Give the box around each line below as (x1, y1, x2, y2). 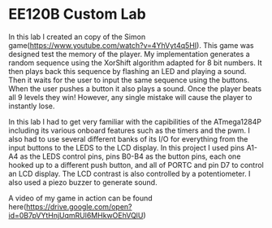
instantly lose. (8, 101, 55, 111)
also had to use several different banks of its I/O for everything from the (8, 134, 248, 143)
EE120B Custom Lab (8, 5, 146, 24)
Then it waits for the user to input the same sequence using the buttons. (8, 75, 250, 85)
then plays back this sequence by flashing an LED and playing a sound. (8, 66, 247, 76)
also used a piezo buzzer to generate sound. (8, 177, 158, 187)
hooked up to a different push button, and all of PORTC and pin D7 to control (8, 160, 264, 169)
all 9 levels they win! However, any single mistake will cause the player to (8, 92, 253, 102)
